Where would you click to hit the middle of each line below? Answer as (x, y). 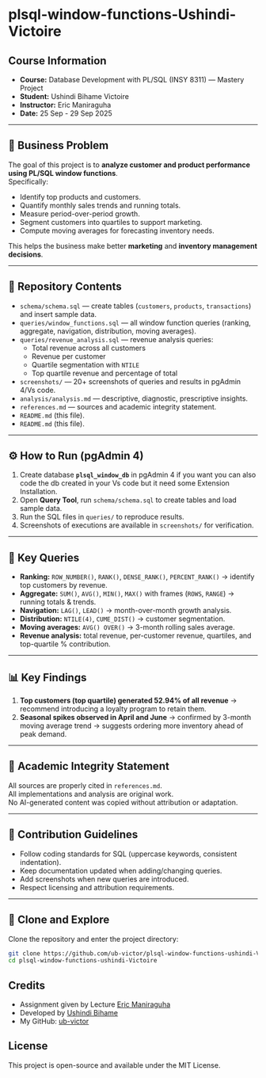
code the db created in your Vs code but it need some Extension (124, 483)
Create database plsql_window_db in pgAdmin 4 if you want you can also (138, 475)
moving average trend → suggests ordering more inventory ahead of (131, 726)
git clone (25, 953)
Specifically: (28, 181)
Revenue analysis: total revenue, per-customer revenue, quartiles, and (135, 636)
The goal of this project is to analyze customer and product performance (129, 165)
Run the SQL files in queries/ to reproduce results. (102, 517)
